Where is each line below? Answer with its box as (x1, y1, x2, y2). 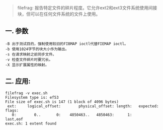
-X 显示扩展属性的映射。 (5, 62, 49, 67)
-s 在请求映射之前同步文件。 (5, 52, 57, 57)
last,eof (5, 117, 23, 122)
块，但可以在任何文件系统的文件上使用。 (17, 11, 100, 17)
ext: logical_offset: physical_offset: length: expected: (7, 104, 159, 109)
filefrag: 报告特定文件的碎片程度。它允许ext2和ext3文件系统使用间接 (17, 5, 158, 10)
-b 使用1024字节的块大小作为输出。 (5, 47, 69, 52)
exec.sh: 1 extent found (5, 121, 57, 126)
